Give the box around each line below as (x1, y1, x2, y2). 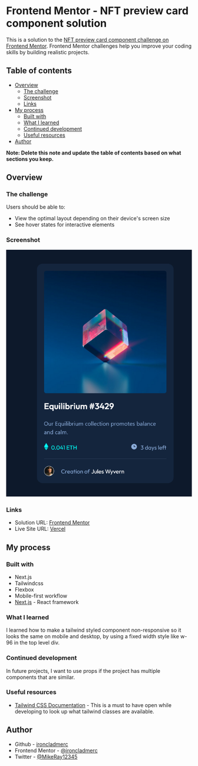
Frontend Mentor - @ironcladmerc (14, 747, 98, 754)
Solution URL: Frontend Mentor (14, 519, 90, 526)
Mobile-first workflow (14, 592, 68, 599)
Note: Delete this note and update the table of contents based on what (6, 149, 181, 156)
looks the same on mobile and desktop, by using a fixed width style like (6, 633, 180, 640)
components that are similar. (6, 673, 75, 681)
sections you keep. (6, 155, 54, 163)
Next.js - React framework (14, 598, 79, 605)
